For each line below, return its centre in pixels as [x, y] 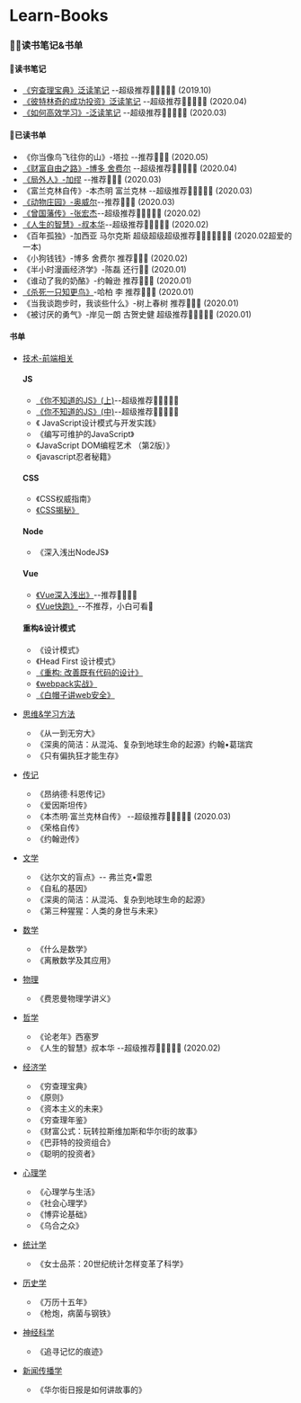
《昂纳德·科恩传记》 [72, 793]
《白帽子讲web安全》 [75, 694]
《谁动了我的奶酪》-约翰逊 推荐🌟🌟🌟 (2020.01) [107, 281]
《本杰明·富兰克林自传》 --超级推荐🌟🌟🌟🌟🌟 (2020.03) [133, 816]
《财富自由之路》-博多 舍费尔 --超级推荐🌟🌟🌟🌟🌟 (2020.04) [130, 168]
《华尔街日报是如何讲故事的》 [91, 1390]
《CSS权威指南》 [66, 499]
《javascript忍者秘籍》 [75, 456]
